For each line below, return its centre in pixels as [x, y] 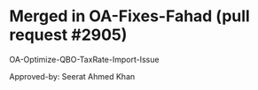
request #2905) [68, 35]
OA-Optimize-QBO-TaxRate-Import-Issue [84, 59]
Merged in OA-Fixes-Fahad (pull [129, 16]
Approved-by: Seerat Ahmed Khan [72, 76]
